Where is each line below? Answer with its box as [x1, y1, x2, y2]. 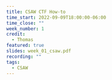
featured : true [6, 43, 45, 49]
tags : [6, 59, 20, 65]
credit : [6, 31, 26, 37]
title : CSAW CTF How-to [6, 8, 66, 15]
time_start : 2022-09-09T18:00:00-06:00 [6, 14, 107, 20]
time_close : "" [6, 20, 45, 26]
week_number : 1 [6, 25, 45, 32]
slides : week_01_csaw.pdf [6, 48, 71, 54]
